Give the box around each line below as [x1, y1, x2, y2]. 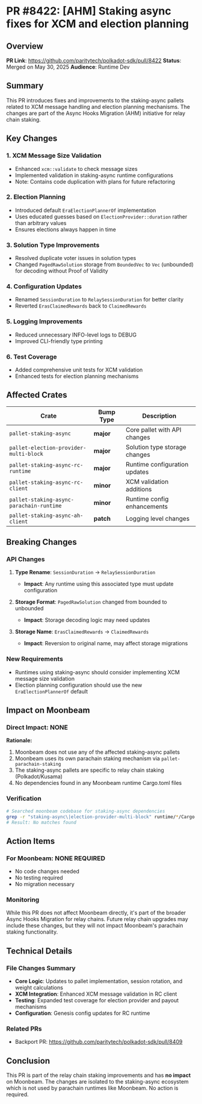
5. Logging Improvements [6, 317, 83, 326]
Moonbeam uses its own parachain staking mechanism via [14, 755, 161, 762]
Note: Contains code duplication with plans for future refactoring [14, 178, 176, 185]
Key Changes [6, 134, 58, 144]
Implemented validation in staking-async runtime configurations [14, 172, 173, 179]
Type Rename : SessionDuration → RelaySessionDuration [14, 569, 156, 576]
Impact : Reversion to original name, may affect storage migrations [23, 640, 188, 647]
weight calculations [14, 984, 63, 991]
